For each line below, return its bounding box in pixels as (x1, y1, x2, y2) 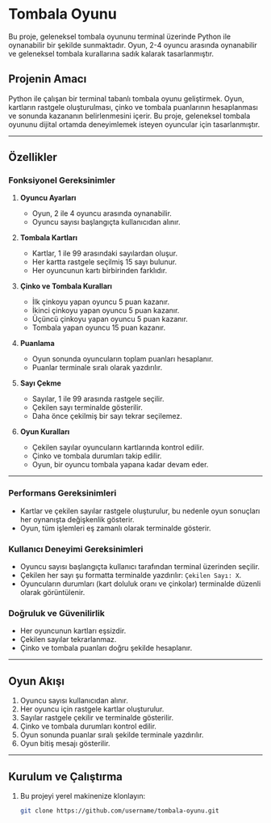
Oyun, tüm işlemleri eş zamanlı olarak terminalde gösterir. (19, 523, 211, 533)
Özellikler (8, 150, 58, 164)
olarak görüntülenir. (19, 588, 85, 597)
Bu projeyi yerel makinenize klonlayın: (19, 791, 146, 800)
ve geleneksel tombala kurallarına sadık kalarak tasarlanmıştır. (8, 49, 215, 58)
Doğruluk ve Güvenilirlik (8, 607, 105, 618)
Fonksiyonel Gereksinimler (8, 175, 115, 186)
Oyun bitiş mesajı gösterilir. (19, 739, 110, 749)
